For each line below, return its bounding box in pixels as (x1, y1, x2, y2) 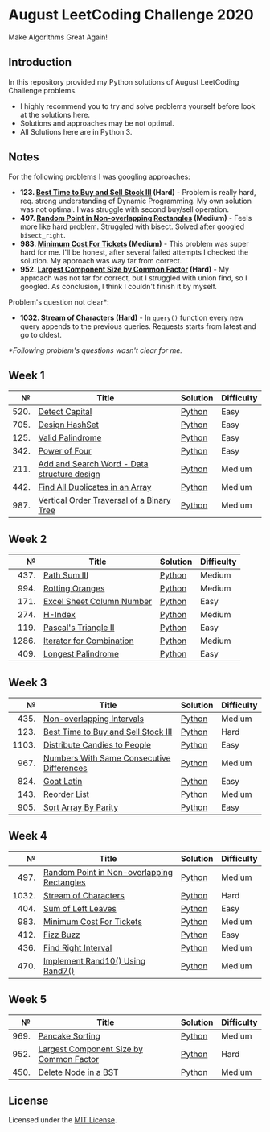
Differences (43, 763, 88, 773)
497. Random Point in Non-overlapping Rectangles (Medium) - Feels (19, 213, 252, 222)
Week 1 (8, 368, 45, 382)
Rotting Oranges (43, 583, 105, 594)
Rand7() (43, 965, 75, 977)
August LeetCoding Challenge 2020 (8, 6, 255, 24)
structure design (38, 469, 100, 480)
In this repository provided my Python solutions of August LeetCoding (8, 77, 239, 86)
